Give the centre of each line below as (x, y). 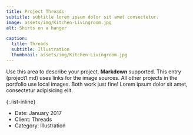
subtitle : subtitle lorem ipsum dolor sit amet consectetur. (83, 17)
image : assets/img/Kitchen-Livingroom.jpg (59, 22)
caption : (17, 39)
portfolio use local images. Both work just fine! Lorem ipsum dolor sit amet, (97, 84)
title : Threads (30, 44)
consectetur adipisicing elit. (40, 90)
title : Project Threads (35, 11)
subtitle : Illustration (40, 50)
